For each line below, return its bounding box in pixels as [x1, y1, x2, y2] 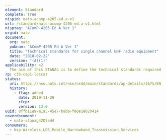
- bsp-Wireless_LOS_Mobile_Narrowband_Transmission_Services [9, 127, 139, 132]
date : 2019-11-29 [18, 95, 55, 100]
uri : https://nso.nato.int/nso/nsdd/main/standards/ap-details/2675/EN [9, 81, 162, 86]
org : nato [9, 40, 30, 45]
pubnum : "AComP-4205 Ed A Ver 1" [9, 44, 79, 49]
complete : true [5, 12, 37, 17]
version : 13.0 [18, 104, 48, 109]
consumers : [5, 123, 28, 128]
